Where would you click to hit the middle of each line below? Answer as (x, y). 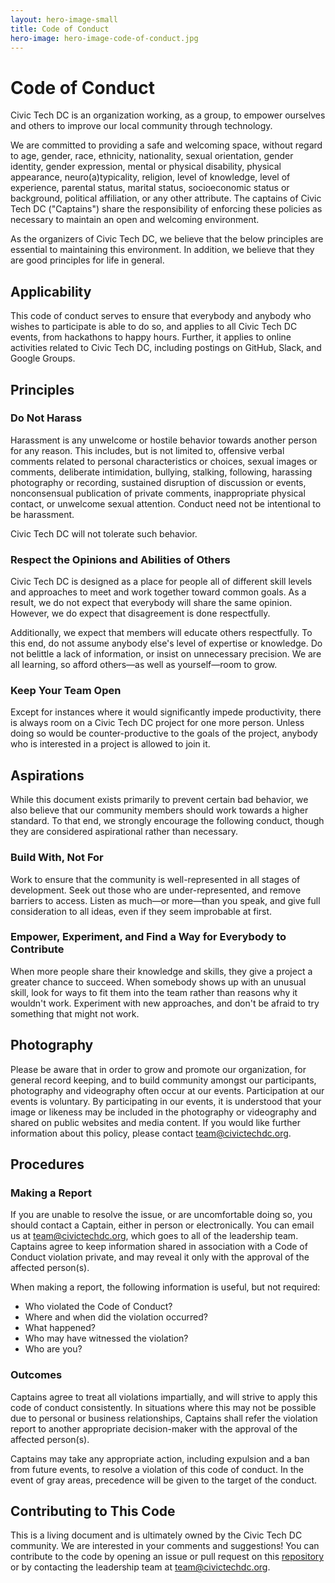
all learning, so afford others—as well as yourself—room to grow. (144, 665)
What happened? (60, 1328)
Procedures (47, 1164)
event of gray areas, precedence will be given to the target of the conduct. (164, 1480)
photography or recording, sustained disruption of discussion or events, (158, 482)
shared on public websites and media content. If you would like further (155, 1122)
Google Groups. (43, 358)
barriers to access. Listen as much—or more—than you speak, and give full (165, 900)
